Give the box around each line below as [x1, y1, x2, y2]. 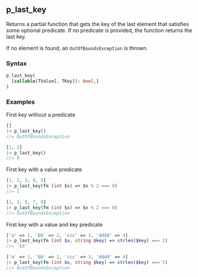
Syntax [6, 59, 27, 67]
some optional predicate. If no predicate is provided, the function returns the [6, 27, 193, 34]
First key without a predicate [6, 111, 76, 118]
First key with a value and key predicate [6, 221, 103, 228]
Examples [6, 98, 35, 106]
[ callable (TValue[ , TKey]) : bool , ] [11, 78, 99, 84]
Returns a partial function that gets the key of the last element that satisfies [6, 20, 189, 27]
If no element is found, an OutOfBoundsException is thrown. [6, 44, 148, 51]
